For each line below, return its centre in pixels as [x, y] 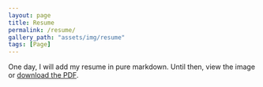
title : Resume [32, 23]
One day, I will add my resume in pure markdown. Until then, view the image [131, 67]
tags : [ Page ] [30, 45]
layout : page [30, 15]
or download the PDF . [43, 75]
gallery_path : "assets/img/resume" [67, 37]
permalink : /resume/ [42, 30]
